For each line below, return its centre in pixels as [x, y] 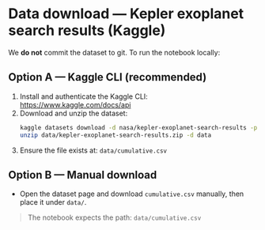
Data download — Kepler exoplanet [126, 14]
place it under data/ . [53, 202]
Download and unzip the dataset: [74, 113]
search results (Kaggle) [87, 30]
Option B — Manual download [83, 175]
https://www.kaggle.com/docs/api [75, 104]
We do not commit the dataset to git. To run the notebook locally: [114, 52]
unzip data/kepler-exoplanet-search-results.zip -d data [115, 135]
